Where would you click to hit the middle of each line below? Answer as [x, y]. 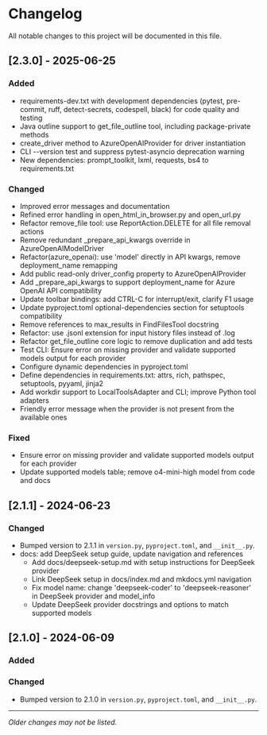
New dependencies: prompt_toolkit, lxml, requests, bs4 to [114, 160]
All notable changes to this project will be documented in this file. [115, 36]
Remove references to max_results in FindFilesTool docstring [119, 324]
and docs [35, 481]
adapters [34, 400]
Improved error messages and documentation [95, 206]
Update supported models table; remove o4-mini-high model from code [137, 472]
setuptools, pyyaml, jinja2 [62, 383]
